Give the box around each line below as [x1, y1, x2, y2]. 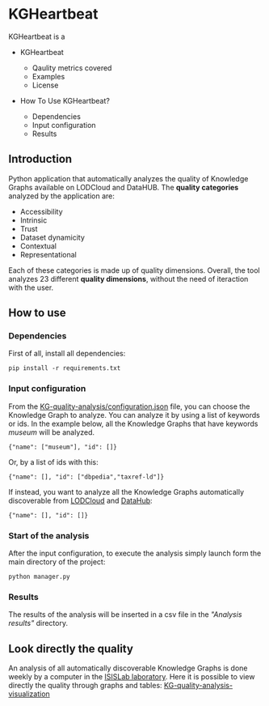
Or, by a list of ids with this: [8, 457, 99, 466]
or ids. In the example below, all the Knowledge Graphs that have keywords [8, 419, 258, 428]
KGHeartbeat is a [8, 32, 65, 41]
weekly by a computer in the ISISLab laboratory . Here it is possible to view [8, 672, 255, 682]
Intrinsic [19, 215, 48, 225]
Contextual [19, 240, 57, 251]
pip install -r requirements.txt [8, 364, 121, 372]
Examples [32, 71, 65, 81]
